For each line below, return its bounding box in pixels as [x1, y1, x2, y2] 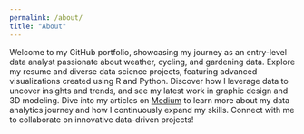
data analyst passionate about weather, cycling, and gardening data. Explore [9, 56, 296, 67]
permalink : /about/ [9, 13, 83, 23]
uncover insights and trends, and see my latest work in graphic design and [9, 85, 289, 96]
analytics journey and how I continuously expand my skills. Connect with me [9, 104, 295, 115]
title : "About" [9, 22, 67, 31]
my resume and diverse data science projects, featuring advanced [9, 65, 258, 77]
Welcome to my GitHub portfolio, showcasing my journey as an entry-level [9, 46, 288, 57]
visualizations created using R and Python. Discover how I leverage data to [9, 75, 289, 86]
